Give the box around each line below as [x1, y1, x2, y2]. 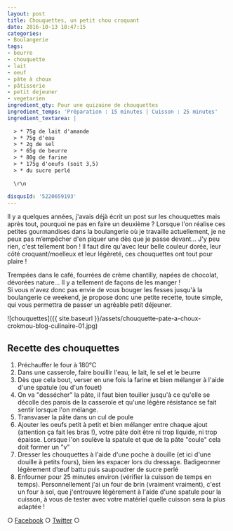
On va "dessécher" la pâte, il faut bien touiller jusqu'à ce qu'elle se [17, 391, 211, 399]
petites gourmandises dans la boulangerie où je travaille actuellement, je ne [7, 228, 226, 236]
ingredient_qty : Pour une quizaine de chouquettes [7, 102, 159, 109]
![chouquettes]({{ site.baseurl [7, 314, 93, 323]
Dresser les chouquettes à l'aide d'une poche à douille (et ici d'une [17, 450, 211, 459]
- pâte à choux [7, 75, 52, 83]
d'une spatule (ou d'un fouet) [17, 383, 102, 391]
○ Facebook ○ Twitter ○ [7, 516, 80, 524]
